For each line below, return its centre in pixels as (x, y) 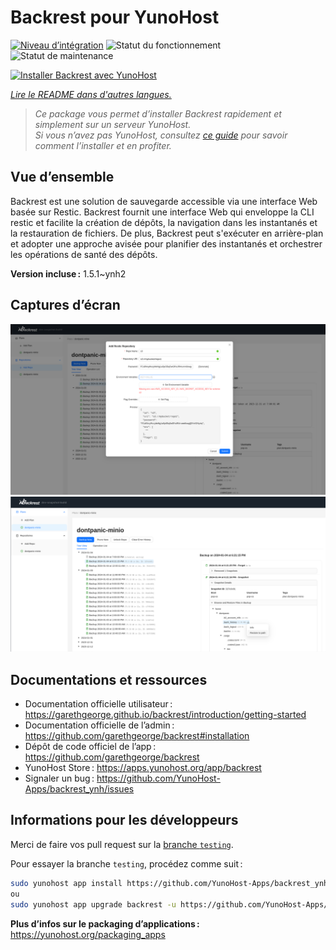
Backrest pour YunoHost (115, 17)
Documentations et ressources (109, 679)
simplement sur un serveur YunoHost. (113, 124)
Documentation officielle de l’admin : (99, 725)
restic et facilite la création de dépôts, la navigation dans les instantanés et (164, 222)
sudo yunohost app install (66, 883)
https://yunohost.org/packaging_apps (88, 934)
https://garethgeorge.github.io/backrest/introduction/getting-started (165, 715)
